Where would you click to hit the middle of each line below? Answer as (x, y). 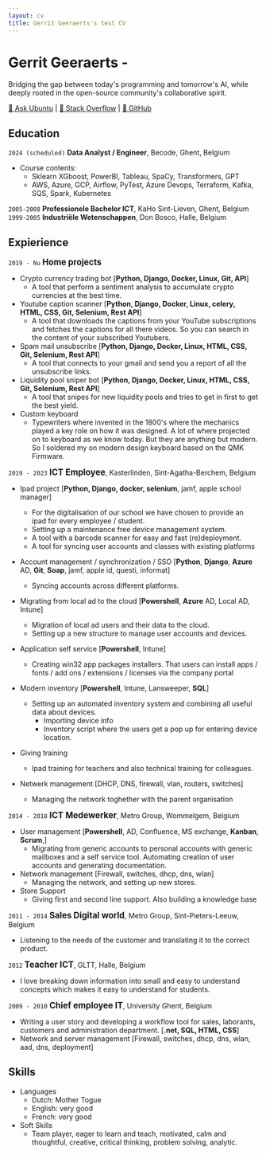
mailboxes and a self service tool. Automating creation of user (133, 857)
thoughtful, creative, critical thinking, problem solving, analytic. (135, 1142)
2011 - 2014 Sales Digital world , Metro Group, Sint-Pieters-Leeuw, (124, 915)
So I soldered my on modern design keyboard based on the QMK (138, 448)
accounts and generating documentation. (99, 866)
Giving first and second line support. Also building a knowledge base (144, 899)
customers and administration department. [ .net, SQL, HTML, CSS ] (129, 1030)
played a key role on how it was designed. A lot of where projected (141, 431)
